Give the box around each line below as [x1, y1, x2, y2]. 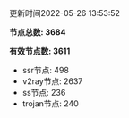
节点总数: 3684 [9, 27, 66, 38]
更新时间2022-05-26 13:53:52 [9, 8, 121, 18]
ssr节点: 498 [21, 65, 70, 75]
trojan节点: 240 [21, 98, 79, 109]
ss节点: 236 [21, 88, 66, 97]
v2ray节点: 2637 [21, 76, 83, 87]
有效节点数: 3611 [9, 46, 71, 56]
